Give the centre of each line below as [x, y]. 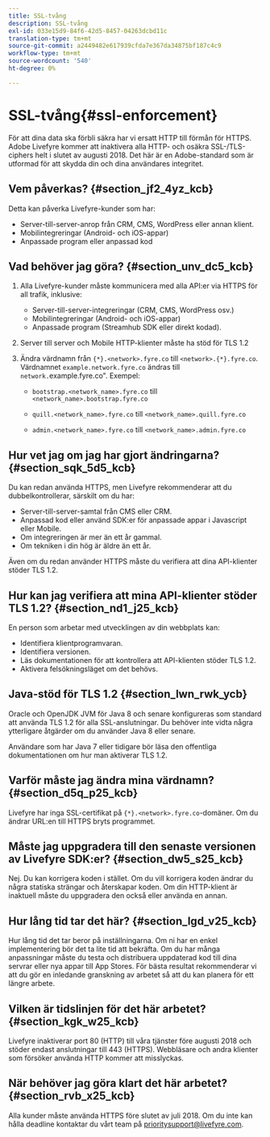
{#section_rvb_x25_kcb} [72, 1096]
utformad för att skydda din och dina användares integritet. [106, 163]
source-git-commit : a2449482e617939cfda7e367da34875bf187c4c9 [115, 46]
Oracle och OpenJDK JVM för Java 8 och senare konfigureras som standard [135, 713]
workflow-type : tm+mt [45, 53]
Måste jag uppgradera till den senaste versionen [132, 846]
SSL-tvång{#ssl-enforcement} [113, 115]
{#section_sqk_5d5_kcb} [72, 468]
